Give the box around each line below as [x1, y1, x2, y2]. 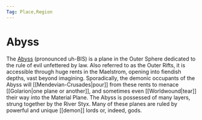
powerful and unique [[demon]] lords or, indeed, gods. [6, 107, 143, 114]
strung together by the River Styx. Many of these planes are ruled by [6, 100, 178, 107]
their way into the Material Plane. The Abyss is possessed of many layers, [6, 93, 190, 101]
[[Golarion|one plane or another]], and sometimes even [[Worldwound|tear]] [6, 87, 197, 95]
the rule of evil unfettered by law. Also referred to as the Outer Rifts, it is [6, 61, 186, 68]
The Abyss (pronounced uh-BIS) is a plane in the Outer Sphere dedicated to [6, 55, 196, 62]
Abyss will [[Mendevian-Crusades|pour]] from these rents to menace [6, 81, 179, 88]
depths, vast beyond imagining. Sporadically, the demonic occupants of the [6, 74, 195, 82]
